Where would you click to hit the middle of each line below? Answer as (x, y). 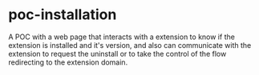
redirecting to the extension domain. (68, 62)
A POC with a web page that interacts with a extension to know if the (121, 37)
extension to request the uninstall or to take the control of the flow (117, 53)
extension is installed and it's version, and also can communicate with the (130, 45)
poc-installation (63, 15)
